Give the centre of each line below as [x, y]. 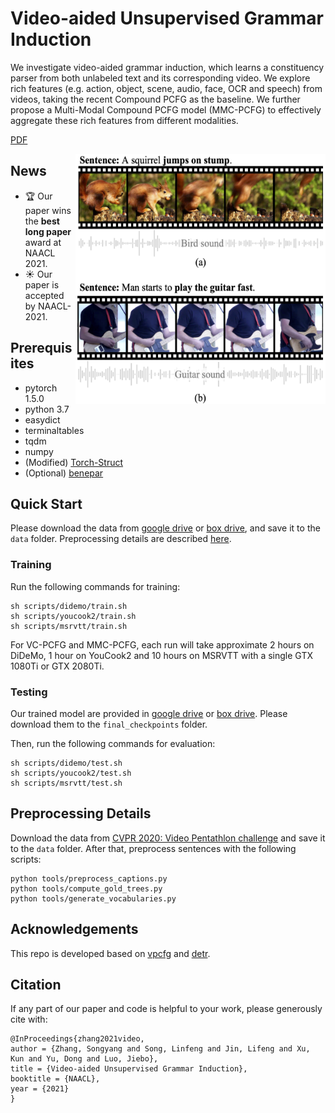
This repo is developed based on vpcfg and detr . [110, 953]
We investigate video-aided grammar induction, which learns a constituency [167, 67]
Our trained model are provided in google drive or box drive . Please [149, 713]
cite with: [29, 1019]
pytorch [41, 388]
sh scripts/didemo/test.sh [66, 763]
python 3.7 [47, 409]
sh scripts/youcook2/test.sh [71, 773]
